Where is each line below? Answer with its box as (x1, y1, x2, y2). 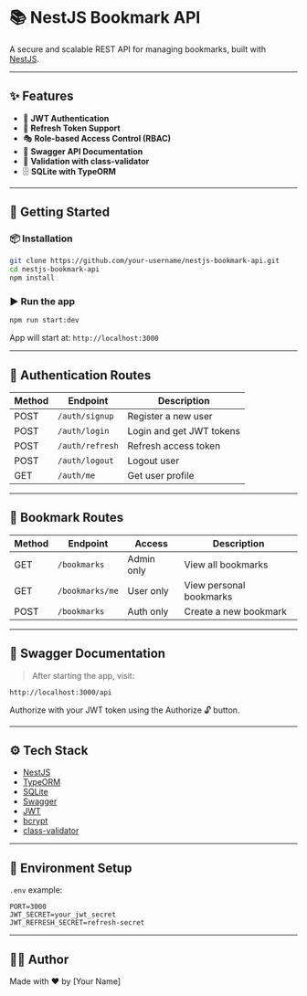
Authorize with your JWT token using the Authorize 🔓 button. (9, 705, 240, 715)
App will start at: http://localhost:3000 (9, 333, 159, 344)
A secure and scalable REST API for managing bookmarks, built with (9, 43, 267, 55)
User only (127, 584, 169, 597)
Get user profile (127, 470, 195, 482)
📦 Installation (9, 232, 73, 245)
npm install (9, 273, 55, 283)
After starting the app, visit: (31, 670, 135, 681)
